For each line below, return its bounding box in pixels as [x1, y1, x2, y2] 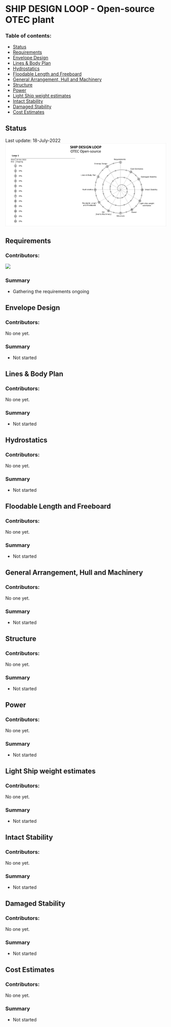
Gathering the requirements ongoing [12, 289, 89, 295]
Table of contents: [5, 32, 52, 39]
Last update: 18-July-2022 [5, 138, 61, 144]
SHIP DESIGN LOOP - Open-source [5, 3, 155, 15]
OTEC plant [5, 14, 55, 26]
